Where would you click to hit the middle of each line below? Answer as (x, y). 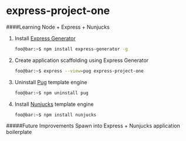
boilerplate (19, 132)
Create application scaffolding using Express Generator (82, 60)
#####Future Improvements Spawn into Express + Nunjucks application (93, 125)
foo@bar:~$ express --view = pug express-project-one (79, 71)
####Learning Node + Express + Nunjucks (58, 27)
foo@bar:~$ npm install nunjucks (55, 115)
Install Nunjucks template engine (54, 104)
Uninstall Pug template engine (51, 82)
